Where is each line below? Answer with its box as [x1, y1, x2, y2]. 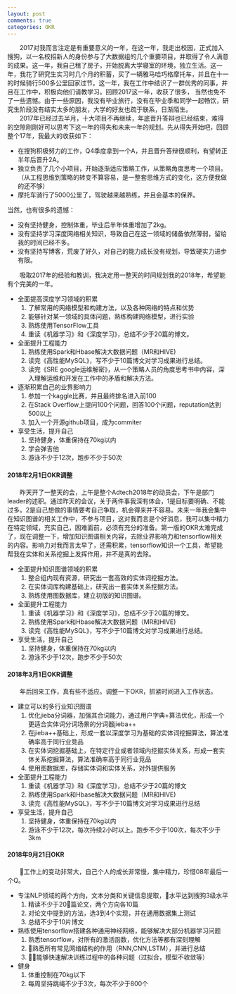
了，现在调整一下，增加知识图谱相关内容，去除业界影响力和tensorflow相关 [7, 532, 223, 540]
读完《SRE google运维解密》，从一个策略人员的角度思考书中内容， [27, 365, 219, 374]
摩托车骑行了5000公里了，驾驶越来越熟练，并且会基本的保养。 [17, 191, 199, 200]
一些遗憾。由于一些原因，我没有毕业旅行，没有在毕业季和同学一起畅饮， [13, 97, 223, 105]
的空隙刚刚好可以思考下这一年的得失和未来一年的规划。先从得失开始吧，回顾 [7, 123, 229, 131]
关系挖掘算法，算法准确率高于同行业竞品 [34, 755, 152, 763]
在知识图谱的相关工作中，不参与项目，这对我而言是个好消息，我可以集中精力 [7, 514, 229, 522]
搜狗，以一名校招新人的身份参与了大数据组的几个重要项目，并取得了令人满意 [7, 52, 229, 61]
